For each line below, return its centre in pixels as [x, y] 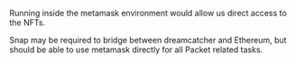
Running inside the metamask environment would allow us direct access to [148, 13]
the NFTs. [28, 23]
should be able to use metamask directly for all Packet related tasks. [136, 50]
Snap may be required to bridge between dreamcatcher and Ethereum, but [148, 40]
